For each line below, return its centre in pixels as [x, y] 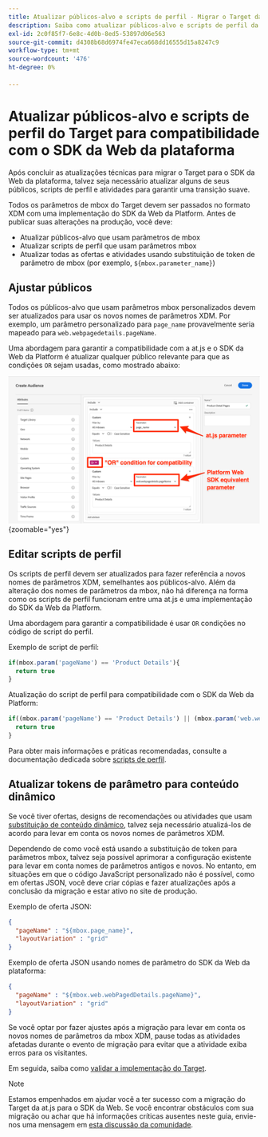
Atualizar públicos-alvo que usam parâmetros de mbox [110, 237]
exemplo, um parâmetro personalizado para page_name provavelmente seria [132, 324]
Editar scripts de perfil [65, 555]
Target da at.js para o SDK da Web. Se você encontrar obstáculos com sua [131, 1107]
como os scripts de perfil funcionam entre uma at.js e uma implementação [130, 599]
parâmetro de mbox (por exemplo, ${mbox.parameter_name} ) [117, 263]
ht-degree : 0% [32, 68]
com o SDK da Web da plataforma [122, 150]
